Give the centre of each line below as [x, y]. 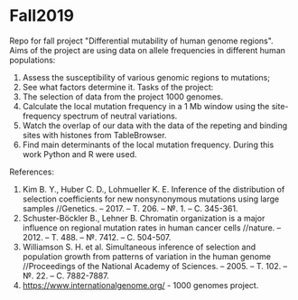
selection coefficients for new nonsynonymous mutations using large [151, 199]
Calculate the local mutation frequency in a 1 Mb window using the [146, 106]
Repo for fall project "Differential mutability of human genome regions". [141, 41]
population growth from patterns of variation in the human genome [146, 256]
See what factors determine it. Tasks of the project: [118, 87]
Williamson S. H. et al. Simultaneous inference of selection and [139, 247]
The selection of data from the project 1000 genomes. [123, 97]
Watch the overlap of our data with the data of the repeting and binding [155, 125]
